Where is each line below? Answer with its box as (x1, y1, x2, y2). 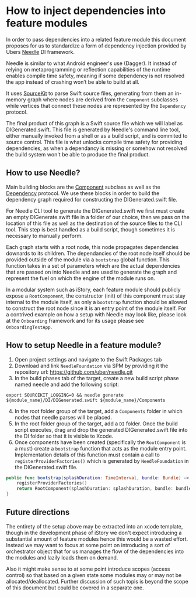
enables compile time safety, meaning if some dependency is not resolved (6, 72, 185, 79)
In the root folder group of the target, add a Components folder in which (14, 407, 183, 414)
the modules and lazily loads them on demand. (6, 554, 118, 561)
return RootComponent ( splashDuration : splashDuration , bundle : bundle (16, 486, 192, 492)
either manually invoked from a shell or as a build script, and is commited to (6, 132, 188, 139)
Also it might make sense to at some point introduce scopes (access (6, 565, 170, 572)
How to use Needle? (6, 168, 80, 178)
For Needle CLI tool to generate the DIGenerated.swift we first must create (6, 207, 185, 214)
